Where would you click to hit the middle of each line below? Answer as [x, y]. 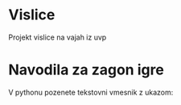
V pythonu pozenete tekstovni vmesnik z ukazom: [91, 92]
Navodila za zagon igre [86, 70]
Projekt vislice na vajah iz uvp [58, 37]
